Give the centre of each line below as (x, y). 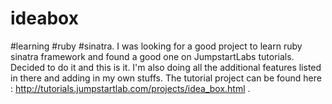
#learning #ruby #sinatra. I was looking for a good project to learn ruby (156, 46)
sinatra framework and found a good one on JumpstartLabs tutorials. (152, 56)
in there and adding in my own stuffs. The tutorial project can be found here (166, 78)
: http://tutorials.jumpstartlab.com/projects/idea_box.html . (130, 88)
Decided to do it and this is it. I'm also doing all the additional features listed (166, 67)
